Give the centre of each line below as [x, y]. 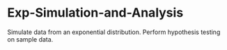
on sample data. [30, 39]
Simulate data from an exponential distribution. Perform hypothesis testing [114, 32]
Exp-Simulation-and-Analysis [95, 13]
